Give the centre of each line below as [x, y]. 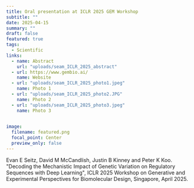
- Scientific [27, 50]
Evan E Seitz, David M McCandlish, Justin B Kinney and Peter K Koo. [89, 160]
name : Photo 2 [34, 99]
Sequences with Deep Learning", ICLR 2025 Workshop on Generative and [96, 173]
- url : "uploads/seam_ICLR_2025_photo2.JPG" [67, 94]
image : [14, 127]
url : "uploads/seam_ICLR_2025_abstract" [67, 67]
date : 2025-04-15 [27, 22]
